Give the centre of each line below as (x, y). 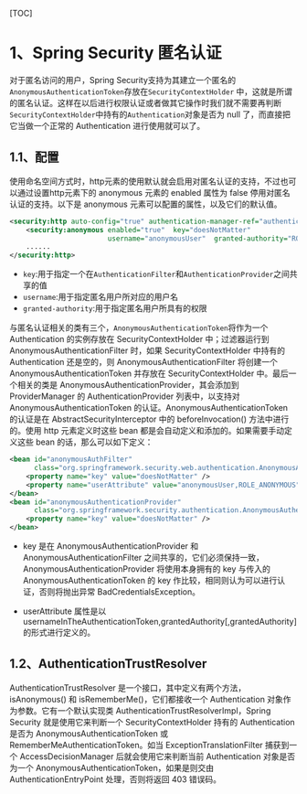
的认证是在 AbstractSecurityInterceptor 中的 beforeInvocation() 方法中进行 (149, 419)
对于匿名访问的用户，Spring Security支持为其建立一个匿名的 (123, 80)
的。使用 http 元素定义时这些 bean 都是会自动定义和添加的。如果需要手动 (147, 431)
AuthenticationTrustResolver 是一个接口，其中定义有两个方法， (128, 687)
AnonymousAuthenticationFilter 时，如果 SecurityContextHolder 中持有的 (148, 350)
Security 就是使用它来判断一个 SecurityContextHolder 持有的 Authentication (152, 722)
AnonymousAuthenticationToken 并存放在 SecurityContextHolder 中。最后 (149, 373)
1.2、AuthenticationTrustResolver (108, 664)
